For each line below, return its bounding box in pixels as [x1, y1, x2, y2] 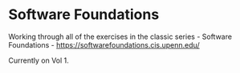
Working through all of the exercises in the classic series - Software [8, 32, 233, 41]
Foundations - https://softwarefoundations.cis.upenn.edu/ [8, 40, 200, 49]
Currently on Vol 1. [8, 56, 70, 65]
